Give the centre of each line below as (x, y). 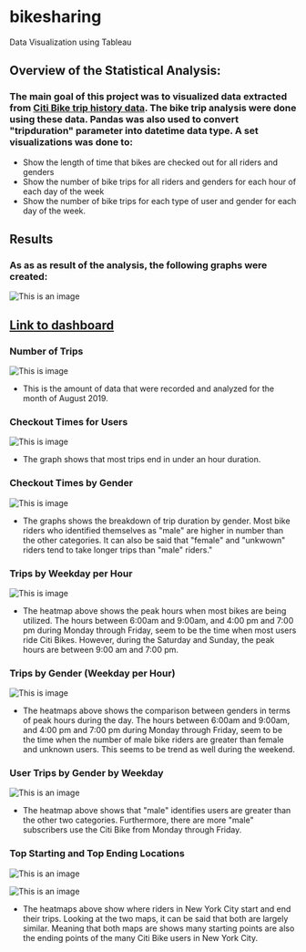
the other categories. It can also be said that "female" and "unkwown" (154, 540)
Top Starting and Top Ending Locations (97, 854)
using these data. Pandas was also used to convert (124, 119)
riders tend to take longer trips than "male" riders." (117, 550)
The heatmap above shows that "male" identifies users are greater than (157, 811)
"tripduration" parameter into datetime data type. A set (134, 131)
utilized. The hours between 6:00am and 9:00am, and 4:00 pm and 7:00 (158, 620)
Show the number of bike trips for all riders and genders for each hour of (159, 181)
